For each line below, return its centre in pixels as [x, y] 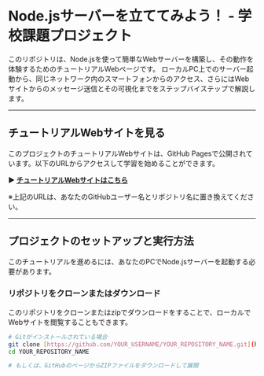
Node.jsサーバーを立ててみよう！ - [121, 16]
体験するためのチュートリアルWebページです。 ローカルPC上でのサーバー [127, 68]
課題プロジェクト [77, 36]
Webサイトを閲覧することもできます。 [70, 322]
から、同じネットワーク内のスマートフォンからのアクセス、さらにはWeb [132, 79]
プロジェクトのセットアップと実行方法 [101, 241]
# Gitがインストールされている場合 [58, 337]
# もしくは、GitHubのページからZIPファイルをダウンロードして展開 [103, 366]
